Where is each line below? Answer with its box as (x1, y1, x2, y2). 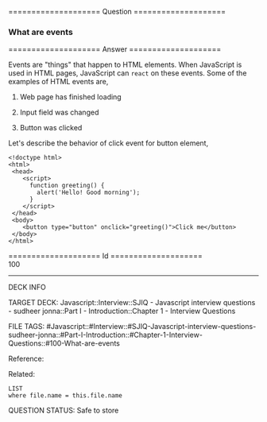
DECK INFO (8, 282, 46, 292)
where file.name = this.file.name (8, 392, 123, 400)
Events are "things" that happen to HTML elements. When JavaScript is (8, 60, 242, 70)
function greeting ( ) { (29, 182, 105, 190)
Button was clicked (19, 123, 83, 133)
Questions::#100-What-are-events (8, 339, 121, 348)
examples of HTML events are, (8, 77, 109, 87)
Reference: (8, 354, 44, 364)
